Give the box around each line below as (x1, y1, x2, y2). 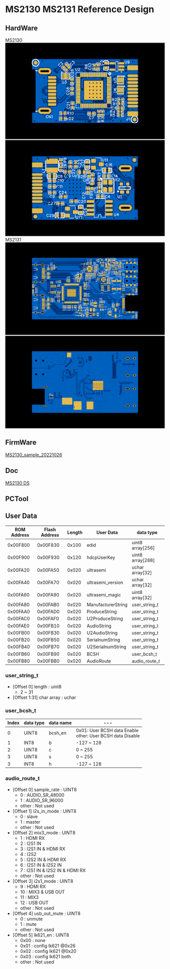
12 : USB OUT (20, 900, 49, 906)
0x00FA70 (37, 579, 60, 585)
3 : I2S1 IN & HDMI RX (20, 845, 66, 852)
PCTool (5, 495, 29, 503)
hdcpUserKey (87, 554, 115, 561)
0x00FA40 (7, 579, 30, 585)
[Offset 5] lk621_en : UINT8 (12, 931, 69, 938)
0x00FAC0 (7, 616, 30, 622)
